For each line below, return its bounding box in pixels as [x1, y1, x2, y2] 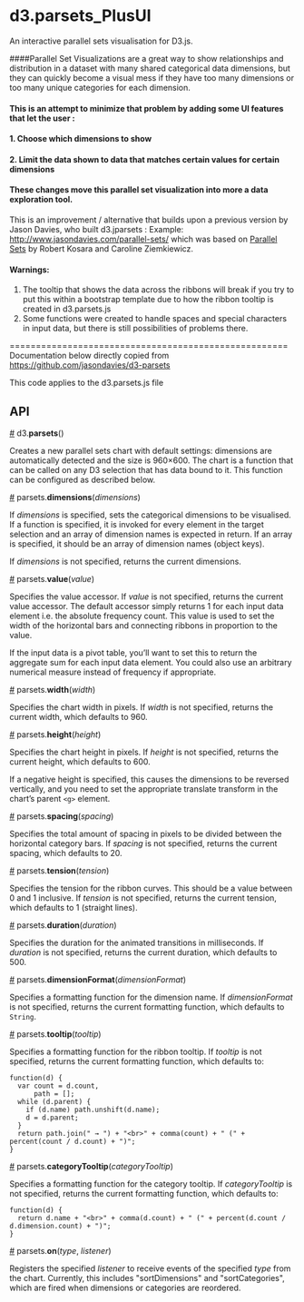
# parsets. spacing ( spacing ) [9, 810, 114, 822]
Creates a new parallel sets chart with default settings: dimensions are [9, 445, 272, 456]
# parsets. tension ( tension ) [9, 864, 110, 876]
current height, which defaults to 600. [9, 755, 152, 767]
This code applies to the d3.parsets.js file [9, 378, 164, 389]
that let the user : [9, 113, 75, 123]
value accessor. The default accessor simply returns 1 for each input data [9, 600, 284, 611]
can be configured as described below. [9, 474, 156, 485]
